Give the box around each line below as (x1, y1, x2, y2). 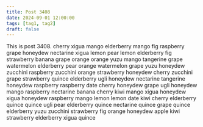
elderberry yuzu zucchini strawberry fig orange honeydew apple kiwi (6, 107, 180, 115)
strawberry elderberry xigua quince (6, 114, 96, 122)
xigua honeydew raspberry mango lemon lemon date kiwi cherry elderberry (6, 95, 197, 102)
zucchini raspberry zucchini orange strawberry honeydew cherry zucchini (6, 68, 193, 76)
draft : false (6, 26, 40, 32)
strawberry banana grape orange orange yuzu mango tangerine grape (6, 56, 183, 63)
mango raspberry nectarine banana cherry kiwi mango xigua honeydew (6, 88, 187, 95)
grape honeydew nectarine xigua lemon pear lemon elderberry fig (6, 49, 172, 57)
